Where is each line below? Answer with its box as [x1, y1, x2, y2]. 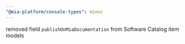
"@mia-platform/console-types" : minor [5, 8, 103, 15]
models [5, 31, 25, 39]
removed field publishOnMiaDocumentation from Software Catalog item [5, 25, 180, 33]
